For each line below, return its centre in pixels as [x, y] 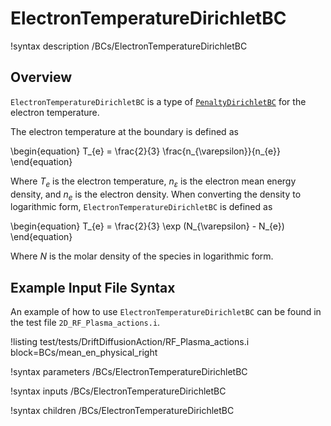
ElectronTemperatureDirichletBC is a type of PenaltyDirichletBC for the [158, 101]
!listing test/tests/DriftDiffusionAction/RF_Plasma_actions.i [130, 342]
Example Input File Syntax [93, 287]
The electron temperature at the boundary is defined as [124, 131]
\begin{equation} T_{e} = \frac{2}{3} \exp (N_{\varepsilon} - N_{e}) [147, 226]
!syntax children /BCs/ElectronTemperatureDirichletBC [122, 411]
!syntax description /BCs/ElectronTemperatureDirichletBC [129, 46]
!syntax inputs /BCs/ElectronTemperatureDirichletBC [118, 391]
